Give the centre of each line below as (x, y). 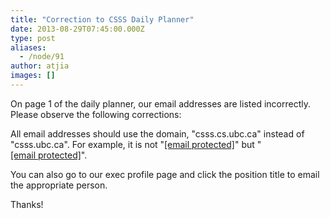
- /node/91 (42, 57)
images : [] (33, 76)
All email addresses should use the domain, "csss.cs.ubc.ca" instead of (157, 133)
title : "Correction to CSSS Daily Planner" (102, 19)
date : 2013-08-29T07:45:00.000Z (77, 29)
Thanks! (27, 204)
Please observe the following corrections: (96, 114)
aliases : (28, 47)
